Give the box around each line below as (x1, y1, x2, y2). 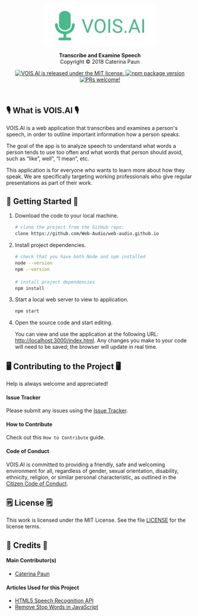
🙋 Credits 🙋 (6, 540, 48, 550)
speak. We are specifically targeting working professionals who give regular (6, 172, 192, 180)
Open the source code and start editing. (14, 319, 113, 326)
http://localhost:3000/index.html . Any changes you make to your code (14, 337, 187, 344)
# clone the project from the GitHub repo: (14, 224, 125, 231)
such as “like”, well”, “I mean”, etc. (6, 154, 89, 162)
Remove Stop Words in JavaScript (14, 603, 99, 611)
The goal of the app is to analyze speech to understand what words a (6, 142, 177, 149)
